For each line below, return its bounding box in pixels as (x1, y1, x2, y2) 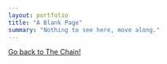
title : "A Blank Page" (8, 19, 83, 27)
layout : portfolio (8, 11, 69, 20)
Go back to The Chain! (8, 48, 81, 57)
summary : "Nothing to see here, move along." (8, 26, 160, 34)
